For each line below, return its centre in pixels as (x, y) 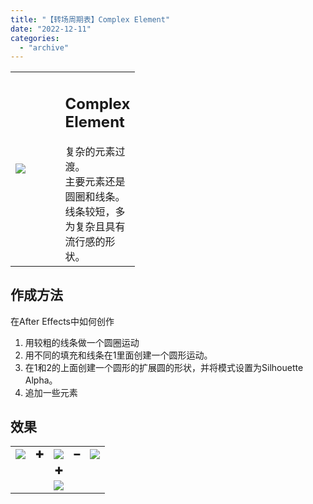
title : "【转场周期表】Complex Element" (90, 19)
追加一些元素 (51, 392)
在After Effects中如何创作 (62, 321)
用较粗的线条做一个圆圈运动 (82, 342)
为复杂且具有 (95, 226)
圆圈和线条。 (95, 196)
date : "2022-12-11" (51, 29)
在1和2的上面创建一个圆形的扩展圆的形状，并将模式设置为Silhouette (164, 367)
